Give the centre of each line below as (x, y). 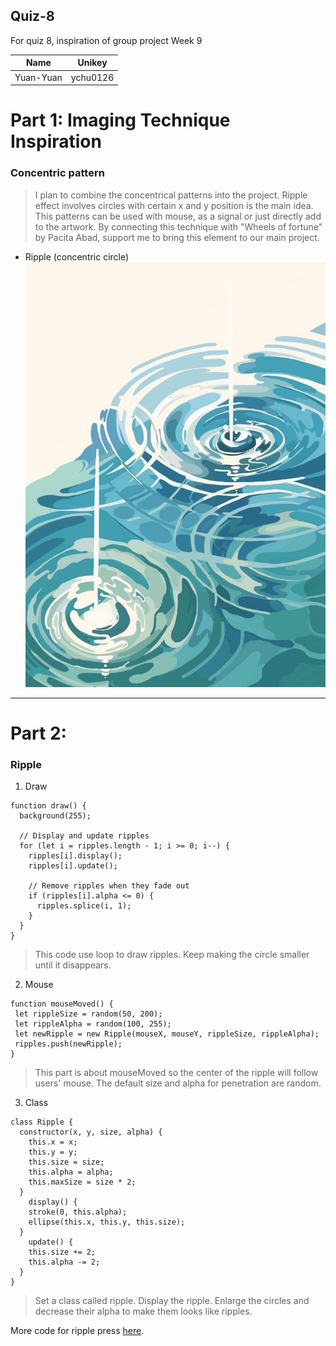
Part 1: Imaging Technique (120, 120)
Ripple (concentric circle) (77, 256)
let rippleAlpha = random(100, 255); (93, 1024)
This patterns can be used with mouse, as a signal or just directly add (178, 216)
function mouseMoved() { (62, 1004)
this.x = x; (53, 1142)
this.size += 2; (62, 1252)
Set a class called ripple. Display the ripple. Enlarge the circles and (172, 1301)
